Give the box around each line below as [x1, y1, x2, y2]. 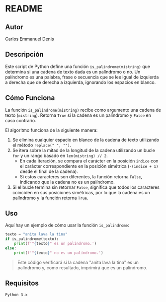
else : [5, 246, 16, 251]
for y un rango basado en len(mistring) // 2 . [12, 152, 108, 158]
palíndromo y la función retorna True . [12, 195, 88, 201]
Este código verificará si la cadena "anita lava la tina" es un [17, 259, 139, 265]
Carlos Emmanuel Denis [5, 36, 54, 42]
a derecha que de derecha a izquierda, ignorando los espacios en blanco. [5, 79, 156, 85]
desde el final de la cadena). [19, 168, 78, 174]
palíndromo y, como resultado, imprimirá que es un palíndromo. [17, 264, 148, 271]
